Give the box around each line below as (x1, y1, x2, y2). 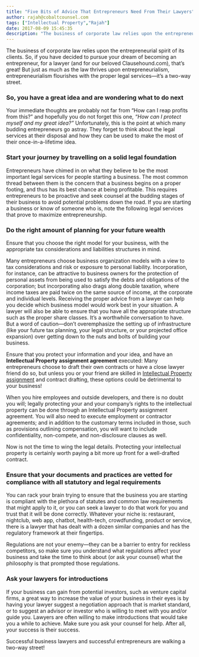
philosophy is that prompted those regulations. (6, 560, 120, 567)
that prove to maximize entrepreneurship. (6, 211, 107, 218)
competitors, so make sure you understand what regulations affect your (6, 547, 181, 554)
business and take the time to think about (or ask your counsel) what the (6, 554, 183, 561)
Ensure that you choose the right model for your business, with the (6, 239, 169, 247)
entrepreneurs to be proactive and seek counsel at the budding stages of (6, 192, 185, 199)
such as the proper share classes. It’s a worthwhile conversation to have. (6, 314, 184, 321)
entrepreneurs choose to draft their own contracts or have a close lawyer (6, 364, 185, 371)
